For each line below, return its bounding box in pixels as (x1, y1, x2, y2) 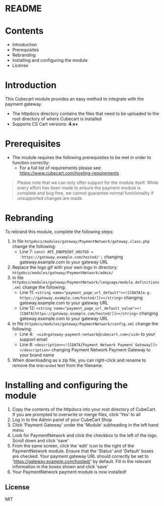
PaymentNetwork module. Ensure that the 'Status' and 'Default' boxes (12, 448, 154, 454)
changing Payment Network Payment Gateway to (51, 346, 151, 352)
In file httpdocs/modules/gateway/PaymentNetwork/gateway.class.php (12, 238, 150, 244)
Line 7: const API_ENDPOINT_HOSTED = (19, 248, 94, 254)
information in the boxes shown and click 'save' (12, 463, 109, 469)
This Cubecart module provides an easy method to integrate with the (5, 96, 144, 102)
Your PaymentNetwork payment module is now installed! (12, 469, 127, 475)
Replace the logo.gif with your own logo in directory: (12, 264, 118, 270)
